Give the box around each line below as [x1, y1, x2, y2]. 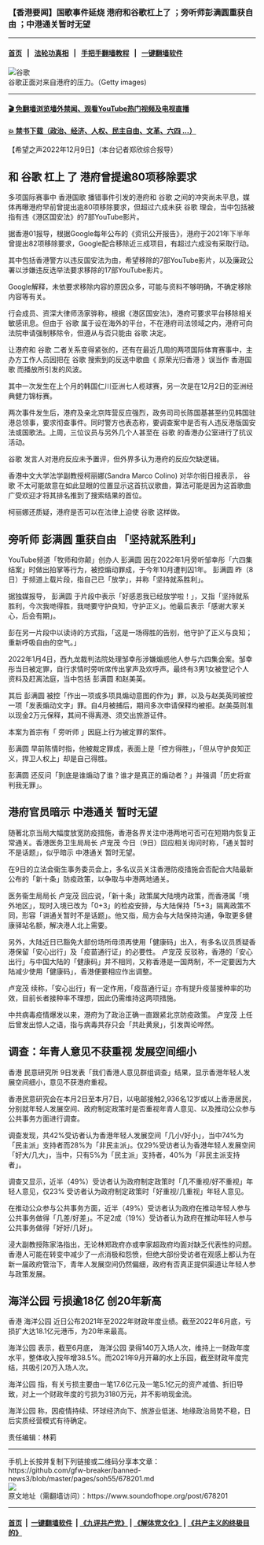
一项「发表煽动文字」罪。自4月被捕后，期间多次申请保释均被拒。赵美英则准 [8, 700, 254, 710]
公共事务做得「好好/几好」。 [8, 1222, 97, 1233]
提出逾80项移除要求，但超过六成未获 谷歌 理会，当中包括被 [62, 202, 255, 212]
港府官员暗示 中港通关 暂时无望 [8, 805, 158, 819]
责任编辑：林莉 [8, 1432, 57, 1442]
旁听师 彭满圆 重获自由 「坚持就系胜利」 [8, 533, 202, 546]
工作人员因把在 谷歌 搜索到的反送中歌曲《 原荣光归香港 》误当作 [21, 355, 229, 364]
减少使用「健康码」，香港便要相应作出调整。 [14, 967, 156, 976]
